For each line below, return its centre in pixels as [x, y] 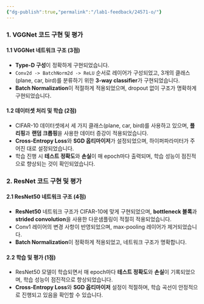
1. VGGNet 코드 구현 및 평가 [45, 34]
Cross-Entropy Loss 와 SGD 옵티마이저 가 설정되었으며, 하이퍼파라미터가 [102, 141]
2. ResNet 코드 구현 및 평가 [44, 181]
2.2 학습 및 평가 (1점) [31, 257]
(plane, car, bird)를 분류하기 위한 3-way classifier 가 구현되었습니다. [97, 80]
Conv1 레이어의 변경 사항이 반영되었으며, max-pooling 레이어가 [90, 227]
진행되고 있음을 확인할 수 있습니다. [62, 295]
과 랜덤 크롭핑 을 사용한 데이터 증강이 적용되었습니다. [87, 133]
